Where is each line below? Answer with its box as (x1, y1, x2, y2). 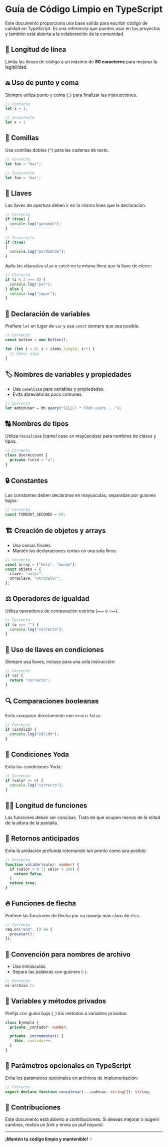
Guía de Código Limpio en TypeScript (5, 4, 163, 15)
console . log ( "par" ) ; (9, 282, 52, 287)
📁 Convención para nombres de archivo (5, 950, 131, 958)
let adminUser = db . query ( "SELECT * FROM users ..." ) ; (5, 406, 122, 411)
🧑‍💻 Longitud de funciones (5, 801, 87, 809)
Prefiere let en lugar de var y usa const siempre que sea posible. (5, 323, 140, 329)
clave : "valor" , (9, 571, 43, 576)
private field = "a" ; (9, 457, 55, 462)
